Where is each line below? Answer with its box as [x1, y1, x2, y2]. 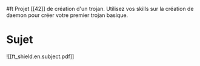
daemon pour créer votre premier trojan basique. [6, 12, 128, 19]
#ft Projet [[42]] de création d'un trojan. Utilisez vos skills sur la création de [6, 5, 194, 12]
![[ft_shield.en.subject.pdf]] [6, 53, 75, 60]
